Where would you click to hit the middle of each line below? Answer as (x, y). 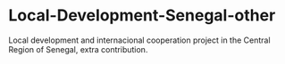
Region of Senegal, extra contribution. (78, 49)
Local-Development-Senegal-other (142, 16)
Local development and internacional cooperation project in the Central (139, 40)
